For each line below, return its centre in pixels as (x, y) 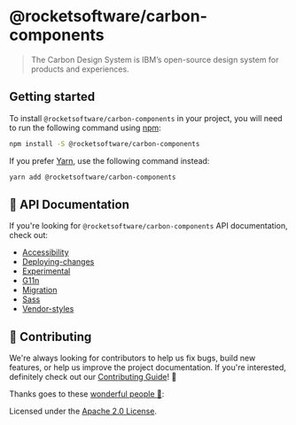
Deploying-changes (58, 262)
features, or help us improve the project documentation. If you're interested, (148, 367)
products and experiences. (80, 69)
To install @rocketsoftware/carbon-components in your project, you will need (146, 118)
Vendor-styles (48, 309)
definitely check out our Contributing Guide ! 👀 (93, 377)
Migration (39, 290)
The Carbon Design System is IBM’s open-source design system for (155, 59)
